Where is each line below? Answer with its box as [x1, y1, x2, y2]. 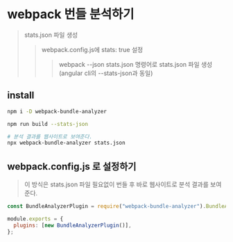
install [7, 90, 35, 102]
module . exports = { [7, 215, 64, 223]
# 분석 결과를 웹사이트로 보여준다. [7, 133, 93, 140]
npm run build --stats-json [7, 120, 89, 127]
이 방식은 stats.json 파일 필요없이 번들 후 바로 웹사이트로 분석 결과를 [24, 180, 209, 188]
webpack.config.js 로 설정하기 [7, 161, 137, 172]
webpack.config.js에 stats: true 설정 [41, 45, 144, 54]
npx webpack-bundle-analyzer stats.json [7, 140, 126, 147]
